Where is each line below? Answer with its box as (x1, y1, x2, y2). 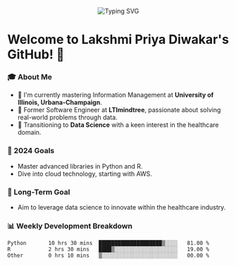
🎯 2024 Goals (7, 146, 55, 156)
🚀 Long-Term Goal (7, 187, 70, 197)
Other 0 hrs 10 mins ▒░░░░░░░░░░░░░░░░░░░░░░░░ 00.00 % (7, 252, 210, 260)
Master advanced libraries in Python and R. (17, 162, 143, 170)
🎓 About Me (7, 72, 53, 82)
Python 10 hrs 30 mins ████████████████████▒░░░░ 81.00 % (7, 240, 210, 247)
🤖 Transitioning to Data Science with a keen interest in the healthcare (17, 121, 219, 129)
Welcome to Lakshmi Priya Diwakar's (7, 32, 229, 48)
